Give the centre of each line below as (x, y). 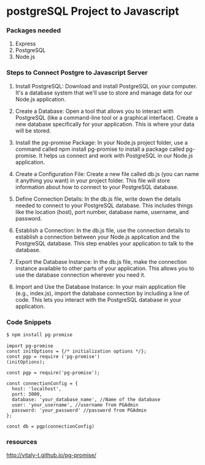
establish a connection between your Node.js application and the (97, 237)
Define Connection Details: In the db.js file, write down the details (98, 199)
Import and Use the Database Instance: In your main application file (100, 286)
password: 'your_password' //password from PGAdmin (79, 410)
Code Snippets (29, 322)
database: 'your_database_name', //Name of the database (86, 399)
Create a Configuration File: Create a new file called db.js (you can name (107, 174)
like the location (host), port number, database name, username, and (102, 212)
